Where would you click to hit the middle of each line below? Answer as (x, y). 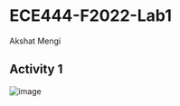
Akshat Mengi (35, 41)
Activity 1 (36, 69)
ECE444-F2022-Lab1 (90, 16)
